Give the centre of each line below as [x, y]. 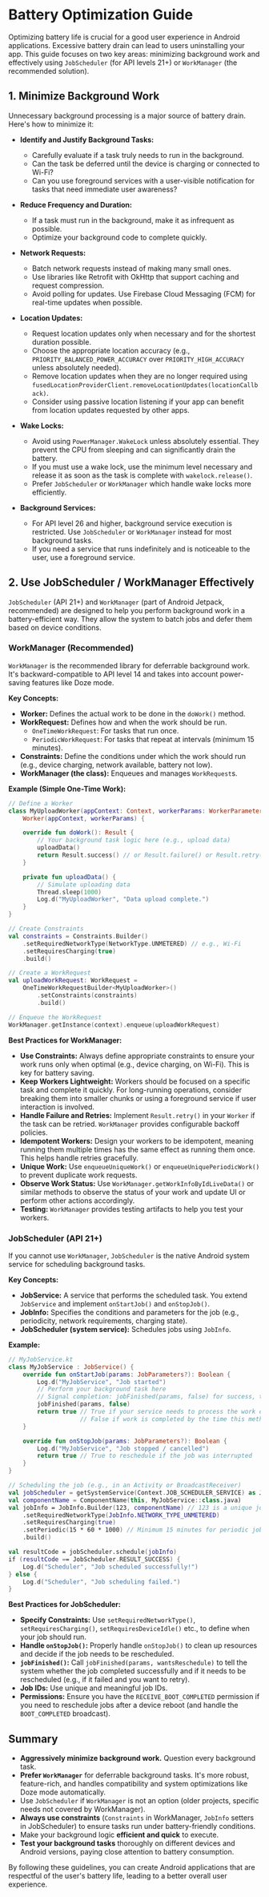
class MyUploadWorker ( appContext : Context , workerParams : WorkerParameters [137, 811]
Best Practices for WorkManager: [65, 1040]
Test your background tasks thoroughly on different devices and [127, 1843]
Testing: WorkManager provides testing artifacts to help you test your [132, 1209]
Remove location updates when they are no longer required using [140, 376]
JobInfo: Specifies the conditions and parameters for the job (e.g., [129, 1312]
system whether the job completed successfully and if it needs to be [133, 1671]
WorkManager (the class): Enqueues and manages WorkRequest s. [128, 773]
